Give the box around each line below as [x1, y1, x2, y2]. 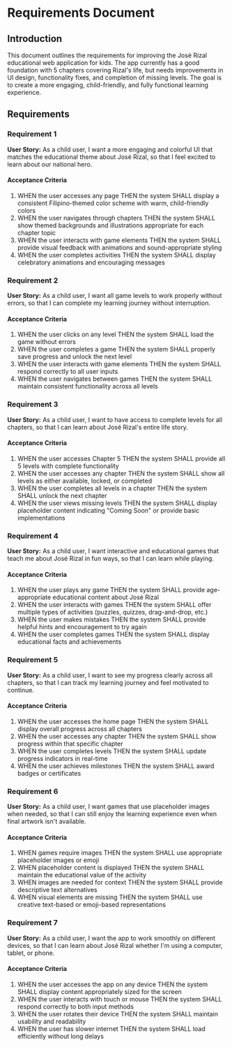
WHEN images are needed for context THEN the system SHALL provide [17, 878, 223, 887]
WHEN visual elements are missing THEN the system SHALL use [17, 893, 203, 901]
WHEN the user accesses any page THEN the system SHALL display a [17, 191, 219, 199]
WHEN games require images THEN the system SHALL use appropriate [17, 849, 222, 857]
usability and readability [17, 1017, 86, 1025]
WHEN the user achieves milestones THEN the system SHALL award [17, 762, 215, 770]
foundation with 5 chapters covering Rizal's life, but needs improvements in [7, 66, 224, 74]
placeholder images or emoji [17, 856, 100, 864]
